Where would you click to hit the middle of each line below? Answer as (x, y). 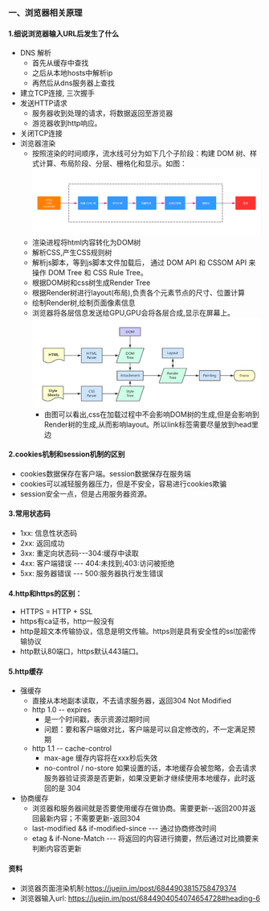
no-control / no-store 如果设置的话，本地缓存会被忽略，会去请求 (150, 768)
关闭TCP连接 (41, 134)
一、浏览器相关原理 (45, 12)
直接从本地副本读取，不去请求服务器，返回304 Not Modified (131, 701)
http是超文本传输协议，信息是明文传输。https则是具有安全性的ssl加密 (134, 631)
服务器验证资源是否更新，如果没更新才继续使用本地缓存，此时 (146, 778)
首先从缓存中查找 (60, 63)
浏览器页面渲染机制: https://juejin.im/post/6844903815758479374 (128, 888)
